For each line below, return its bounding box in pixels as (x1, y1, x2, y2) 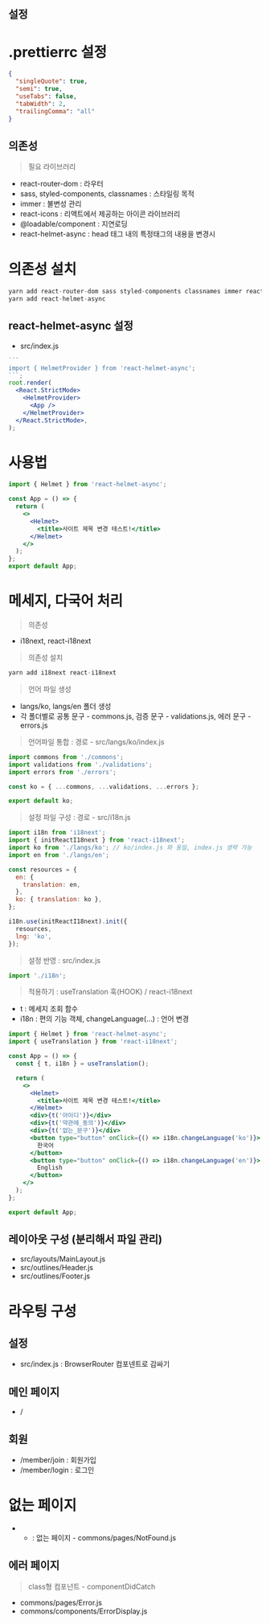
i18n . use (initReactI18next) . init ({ (8, 917, 128, 926)
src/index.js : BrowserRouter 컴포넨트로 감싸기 (19, 1359, 170, 1369)
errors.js (19, 720, 48, 730)
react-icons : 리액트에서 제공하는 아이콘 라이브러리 (19, 209, 181, 219)
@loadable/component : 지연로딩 (19, 219, 129, 229)
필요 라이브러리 (27, 162, 76, 171)
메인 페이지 (8, 1385, 60, 1399)
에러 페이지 (8, 1559, 60, 1573)
